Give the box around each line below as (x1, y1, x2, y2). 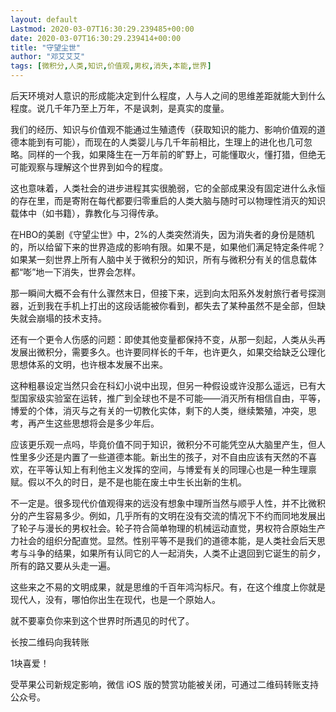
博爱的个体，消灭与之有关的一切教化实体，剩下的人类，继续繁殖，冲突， (10, 405, 308, 416)
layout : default (10, 14, 78, 25)
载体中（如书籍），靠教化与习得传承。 (10, 207, 164, 219)
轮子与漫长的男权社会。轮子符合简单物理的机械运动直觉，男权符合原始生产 (18, 522, 326, 534)
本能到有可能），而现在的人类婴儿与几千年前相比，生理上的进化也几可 (18, 136, 304, 148)
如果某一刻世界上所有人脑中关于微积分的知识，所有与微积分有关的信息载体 (10, 254, 317, 265)
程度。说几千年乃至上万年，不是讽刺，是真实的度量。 (10, 102, 230, 114)
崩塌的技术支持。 (36, 312, 107, 324)
